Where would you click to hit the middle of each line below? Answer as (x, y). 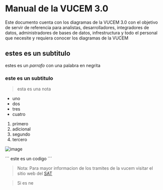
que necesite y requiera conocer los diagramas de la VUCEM (67, 38)
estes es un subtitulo (38, 54)
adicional (21, 129)
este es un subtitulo (29, 78)
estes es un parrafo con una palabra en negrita (53, 65)
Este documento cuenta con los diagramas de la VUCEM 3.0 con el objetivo (81, 22)
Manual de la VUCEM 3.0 (57, 9)
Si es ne (25, 183)
